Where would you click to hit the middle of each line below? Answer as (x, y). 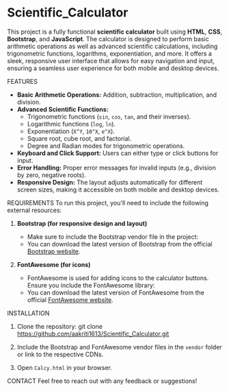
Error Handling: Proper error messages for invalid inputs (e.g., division (117, 168)
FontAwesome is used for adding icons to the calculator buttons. (118, 278)
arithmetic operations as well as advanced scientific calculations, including (112, 46)
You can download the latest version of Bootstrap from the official (120, 244)
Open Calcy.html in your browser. (65, 367)
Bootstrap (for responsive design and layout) (82, 223)
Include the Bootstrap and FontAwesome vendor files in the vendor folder (119, 347)
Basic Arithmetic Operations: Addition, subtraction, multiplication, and (117, 95)
